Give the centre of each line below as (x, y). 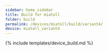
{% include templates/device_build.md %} (49, 43)
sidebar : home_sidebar (29, 10)
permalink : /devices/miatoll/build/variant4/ (54, 24)
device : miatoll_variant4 (32, 29)
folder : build (20, 19)
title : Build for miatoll (32, 15)
